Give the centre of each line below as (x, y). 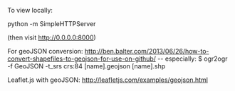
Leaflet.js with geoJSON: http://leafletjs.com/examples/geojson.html (108, 80)
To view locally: (30, 10)
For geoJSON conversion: (45, 51)
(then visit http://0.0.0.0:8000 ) (52, 37)
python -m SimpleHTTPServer (52, 24)
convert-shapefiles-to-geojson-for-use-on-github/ (82, 59)
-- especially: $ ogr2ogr (193, 59)
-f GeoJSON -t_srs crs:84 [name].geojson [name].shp (87, 66)
